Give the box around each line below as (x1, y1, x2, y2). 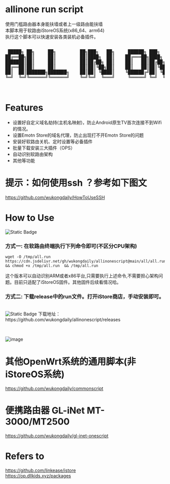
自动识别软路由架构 (12, 151, 53, 157)
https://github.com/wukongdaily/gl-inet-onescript (5, 433, 109, 439)
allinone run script (5, 4, 83, 15)
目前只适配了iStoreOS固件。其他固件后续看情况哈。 (14, 279, 121, 285)
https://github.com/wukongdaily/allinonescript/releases (5, 316, 120, 323)
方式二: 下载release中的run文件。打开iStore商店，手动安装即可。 (5, 293, 164, 300)
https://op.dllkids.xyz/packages (5, 473, 71, 479)
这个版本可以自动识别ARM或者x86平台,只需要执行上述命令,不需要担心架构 (5, 273, 159, 279)
